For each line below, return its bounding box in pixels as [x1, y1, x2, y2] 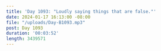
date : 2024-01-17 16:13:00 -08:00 [6, 14, 91, 20]
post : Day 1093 [6, 25, 43, 31]
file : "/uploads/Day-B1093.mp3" [6, 19, 85, 25]
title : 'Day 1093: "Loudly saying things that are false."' [6, 8, 157, 15]
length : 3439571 [6, 36, 46, 42]
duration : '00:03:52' [6, 30, 59, 36]
